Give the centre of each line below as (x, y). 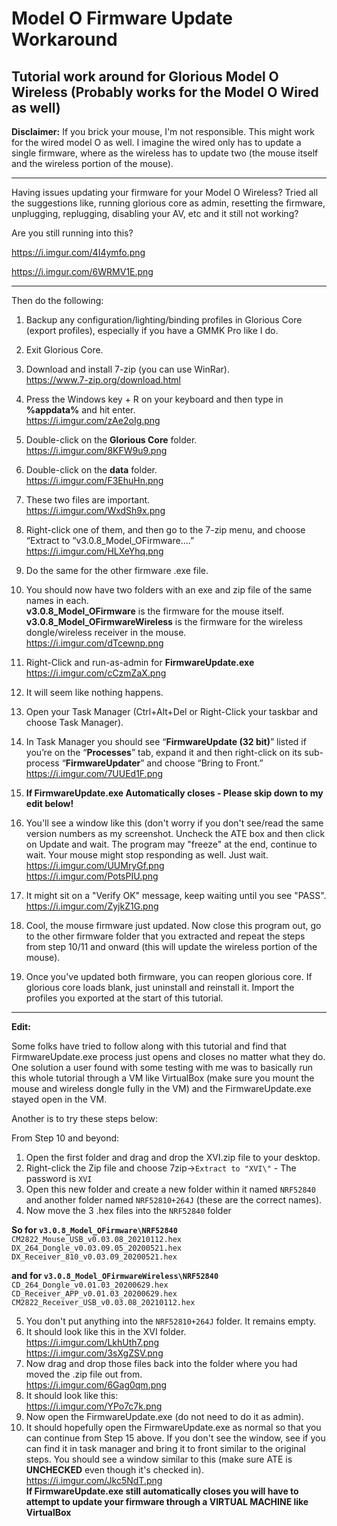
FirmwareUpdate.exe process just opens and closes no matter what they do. (168, 1056)
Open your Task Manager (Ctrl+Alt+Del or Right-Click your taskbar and (172, 711)
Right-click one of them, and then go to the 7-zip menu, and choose (165, 530)
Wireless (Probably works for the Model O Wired (165, 92)
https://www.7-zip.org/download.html (103, 380)
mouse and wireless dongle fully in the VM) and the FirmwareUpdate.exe (161, 1088)
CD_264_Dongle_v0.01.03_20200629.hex (90, 1285)
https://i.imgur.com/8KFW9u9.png (96, 450)
